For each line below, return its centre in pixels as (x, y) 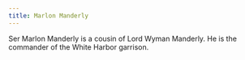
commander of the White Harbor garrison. (79, 47)
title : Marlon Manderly (49, 16)
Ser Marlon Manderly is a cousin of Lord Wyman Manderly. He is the (123, 38)
